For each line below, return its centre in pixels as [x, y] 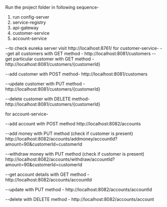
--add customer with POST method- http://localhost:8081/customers [76, 74]
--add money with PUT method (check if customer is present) [69, 133]
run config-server [31, 17]
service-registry [29, 22]
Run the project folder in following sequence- [52, 7]
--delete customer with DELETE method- [48, 99]
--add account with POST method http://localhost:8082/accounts [73, 124]
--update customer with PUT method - [45, 84]
